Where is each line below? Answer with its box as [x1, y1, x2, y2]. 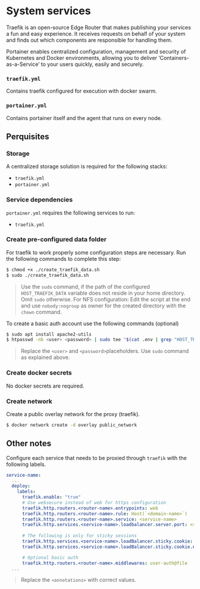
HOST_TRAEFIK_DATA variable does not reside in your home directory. [20, 289, 186, 297]
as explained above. [20, 354, 70, 361]
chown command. [20, 308, 62, 316]
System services [6, 4, 91, 18]
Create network [6, 397, 52, 405]
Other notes [6, 439, 52, 449]
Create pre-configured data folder [6, 235, 107, 244]
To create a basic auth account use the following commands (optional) [6, 320, 179, 327]
